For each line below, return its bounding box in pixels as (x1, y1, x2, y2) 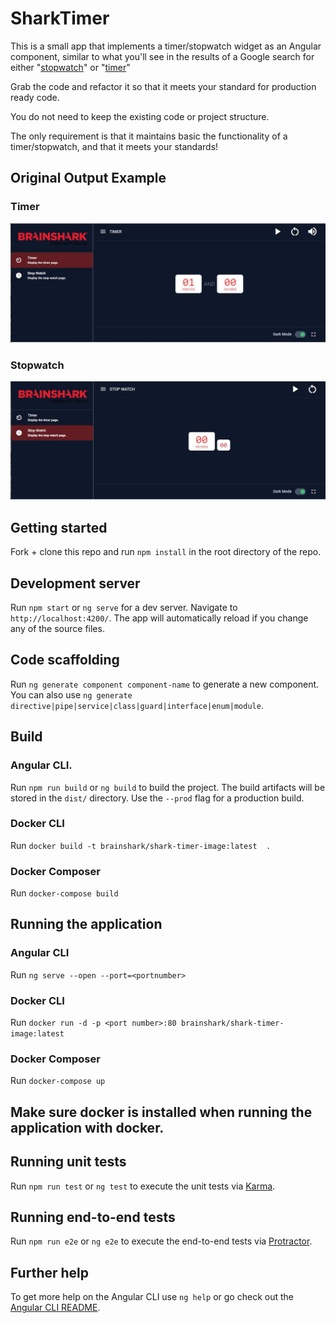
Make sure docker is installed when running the (10, 1103, 313, 1121)
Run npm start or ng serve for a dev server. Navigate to (10, 602, 238, 613)
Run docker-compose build (10, 887, 119, 899)
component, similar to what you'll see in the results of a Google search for (10, 50, 315, 62)
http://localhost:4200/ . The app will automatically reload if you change (10, 612, 309, 624)
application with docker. (10, 1119, 165, 1136)
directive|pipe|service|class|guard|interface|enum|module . (10, 699, 264, 711)
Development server (10, 575, 141, 592)
